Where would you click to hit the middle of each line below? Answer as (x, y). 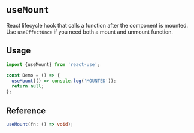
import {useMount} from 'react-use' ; (53, 64)
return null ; (28, 86)
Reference (26, 111)
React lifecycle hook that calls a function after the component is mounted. (97, 25)
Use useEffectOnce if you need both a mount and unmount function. (90, 32)
